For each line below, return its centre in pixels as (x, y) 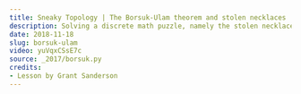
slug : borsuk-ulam (43, 43)
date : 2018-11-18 (42, 34)
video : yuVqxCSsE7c (46, 51)
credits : (26, 68)
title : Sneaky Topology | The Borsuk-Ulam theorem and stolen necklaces (148, 17)
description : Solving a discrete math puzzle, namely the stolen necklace (152, 26)
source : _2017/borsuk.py (56, 59)
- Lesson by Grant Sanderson (64, 76)
